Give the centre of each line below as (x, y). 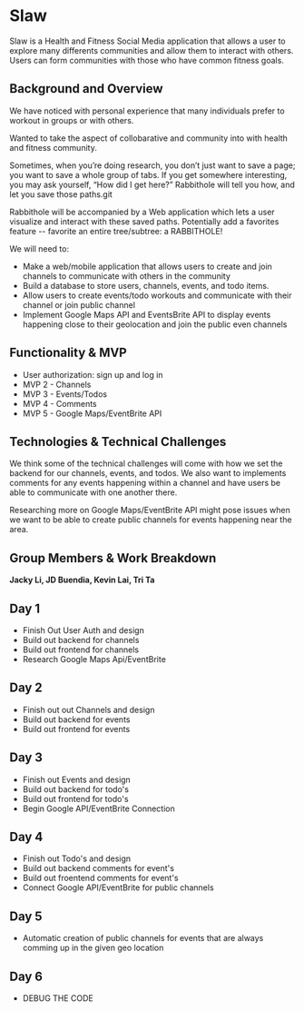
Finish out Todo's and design (77, 858)
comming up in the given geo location (93, 948)
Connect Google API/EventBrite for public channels (118, 887)
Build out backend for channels (81, 640)
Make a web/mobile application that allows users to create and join (147, 266)
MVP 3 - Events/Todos (64, 394)
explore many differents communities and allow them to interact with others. (152, 50)
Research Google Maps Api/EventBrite (94, 659)
